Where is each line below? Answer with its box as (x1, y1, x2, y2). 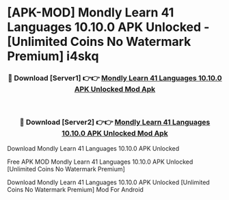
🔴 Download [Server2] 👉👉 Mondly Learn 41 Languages (19, 118, 211, 127)
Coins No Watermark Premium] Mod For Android (7, 185, 144, 193)
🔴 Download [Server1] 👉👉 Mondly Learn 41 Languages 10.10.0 (8, 73, 222, 83)
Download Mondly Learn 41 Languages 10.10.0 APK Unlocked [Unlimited (7, 178, 210, 186)
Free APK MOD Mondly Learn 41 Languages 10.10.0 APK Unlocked (7, 158, 193, 166)
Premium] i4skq (7, 49, 99, 64)
